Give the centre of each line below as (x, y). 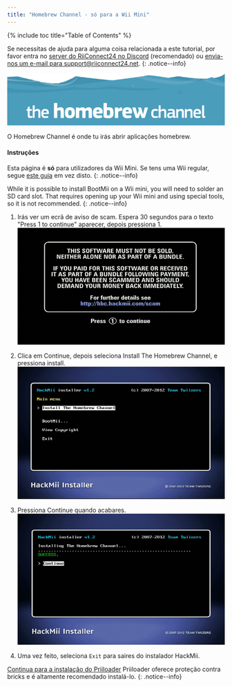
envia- (214, 56)
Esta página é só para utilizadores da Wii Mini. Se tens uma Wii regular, (108, 168)
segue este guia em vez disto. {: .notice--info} (72, 175)
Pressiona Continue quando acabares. (71, 510)
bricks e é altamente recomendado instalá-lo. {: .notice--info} (95, 677)
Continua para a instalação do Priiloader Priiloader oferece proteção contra (114, 669)
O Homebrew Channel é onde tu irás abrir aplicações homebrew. (99, 137)
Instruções (23, 152)
